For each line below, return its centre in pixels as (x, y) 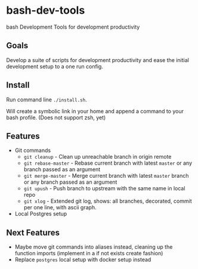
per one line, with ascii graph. (60, 208)
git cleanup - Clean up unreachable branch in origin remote (98, 157)
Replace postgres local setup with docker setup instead (83, 259)
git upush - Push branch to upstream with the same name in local (104, 188)
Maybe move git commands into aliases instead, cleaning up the (94, 247)
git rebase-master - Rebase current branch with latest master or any (108, 163)
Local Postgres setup (41, 214)
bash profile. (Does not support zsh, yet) (56, 118)
